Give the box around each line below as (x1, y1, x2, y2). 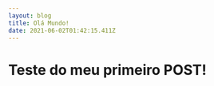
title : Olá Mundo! (8, 19, 69, 27)
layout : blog (8, 11, 52, 20)
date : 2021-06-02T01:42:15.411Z (8, 26, 116, 34)
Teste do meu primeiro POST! (8, 61, 208, 79)
